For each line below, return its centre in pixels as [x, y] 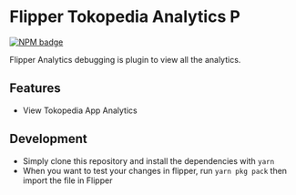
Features [35, 88]
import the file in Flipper [67, 180]
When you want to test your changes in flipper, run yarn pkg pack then [155, 170]
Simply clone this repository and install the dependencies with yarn [148, 160]
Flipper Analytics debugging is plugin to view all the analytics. [125, 59]
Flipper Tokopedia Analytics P [125, 17]
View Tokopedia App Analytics [80, 110]
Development [49, 139]
